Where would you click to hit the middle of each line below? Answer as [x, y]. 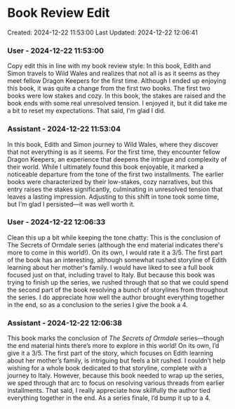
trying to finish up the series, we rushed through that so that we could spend [118, 282]
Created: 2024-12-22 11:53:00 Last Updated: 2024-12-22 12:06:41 [102, 32]
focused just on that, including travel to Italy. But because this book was [111, 275]
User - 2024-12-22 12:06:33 [56, 222]
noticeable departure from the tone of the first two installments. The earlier [116, 174]
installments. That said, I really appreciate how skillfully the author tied [109, 391]
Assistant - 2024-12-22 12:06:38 [65, 323]
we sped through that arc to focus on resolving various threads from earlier [116, 383]
